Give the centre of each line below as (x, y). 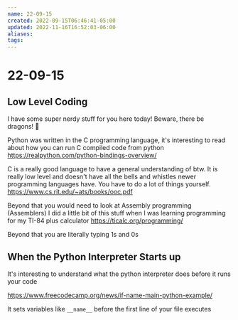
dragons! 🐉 (23, 127)
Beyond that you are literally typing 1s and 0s (73, 235)
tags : (15, 41)
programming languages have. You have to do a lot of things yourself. (109, 184)
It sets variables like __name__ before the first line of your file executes (109, 309)
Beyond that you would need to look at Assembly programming (99, 206)
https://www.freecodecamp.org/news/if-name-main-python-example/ (110, 295)
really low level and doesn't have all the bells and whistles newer (102, 177)
